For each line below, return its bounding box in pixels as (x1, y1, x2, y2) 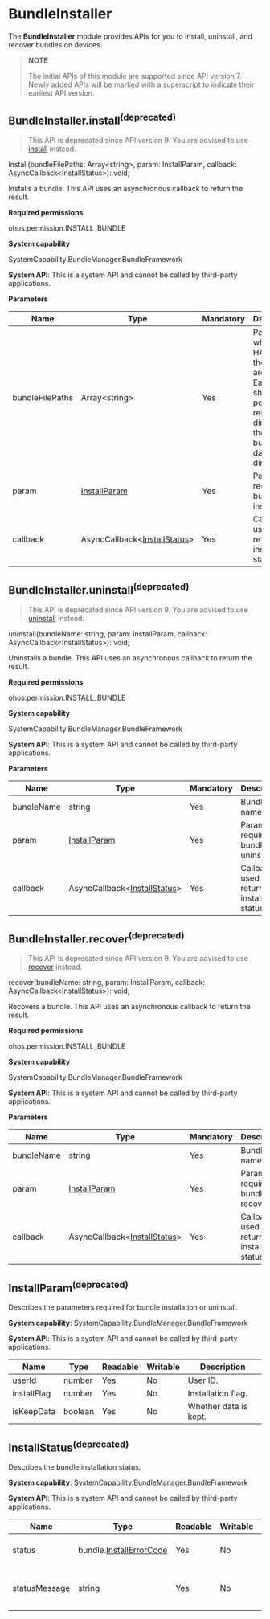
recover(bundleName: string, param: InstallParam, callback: (8, 978, 205, 987)
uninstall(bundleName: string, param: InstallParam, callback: (8, 628, 207, 639)
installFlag (12, 1388, 51, 1399)
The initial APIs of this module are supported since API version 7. (27, 71, 243, 80)
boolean (63, 1406, 95, 1417)
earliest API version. (27, 88, 95, 97)
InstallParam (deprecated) (8, 1278, 129, 1294)
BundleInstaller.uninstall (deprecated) (8, 581, 190, 597)
